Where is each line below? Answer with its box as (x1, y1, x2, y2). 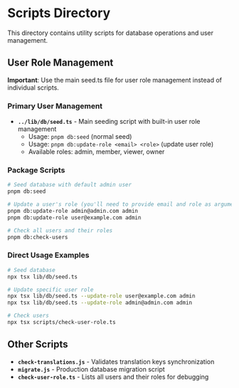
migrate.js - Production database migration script (17, 365, 165, 373)
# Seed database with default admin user (7, 182, 132, 189)
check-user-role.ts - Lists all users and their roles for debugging (17, 372, 209, 381)
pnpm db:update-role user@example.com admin (7, 214, 142, 221)
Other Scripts (7, 338, 69, 350)
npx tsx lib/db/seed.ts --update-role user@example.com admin (7, 293, 196, 300)
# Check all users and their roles (7, 226, 113, 234)
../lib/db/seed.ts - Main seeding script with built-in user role (17, 117, 201, 126)
